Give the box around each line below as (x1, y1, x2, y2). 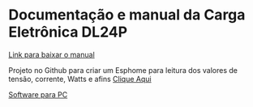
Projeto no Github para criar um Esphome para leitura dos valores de (8, 65, 238, 75)
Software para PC (8, 89, 68, 99)
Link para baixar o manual (8, 49, 95, 59)
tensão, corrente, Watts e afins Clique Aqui (8, 74, 152, 83)
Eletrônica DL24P (8, 23, 128, 41)
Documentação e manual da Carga (8, 6, 246, 24)
